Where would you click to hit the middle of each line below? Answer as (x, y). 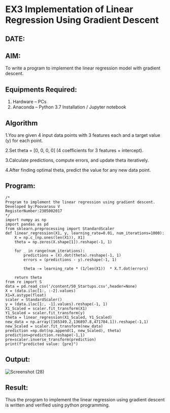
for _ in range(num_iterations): (50, 251)
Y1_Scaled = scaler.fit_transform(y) (45, 313)
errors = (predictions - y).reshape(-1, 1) (70, 259)
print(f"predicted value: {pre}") (42, 344)
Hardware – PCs (29, 102)
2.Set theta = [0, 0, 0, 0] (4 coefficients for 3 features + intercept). (74, 151)
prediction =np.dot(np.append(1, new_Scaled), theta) (63, 330)
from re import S (24, 282)
